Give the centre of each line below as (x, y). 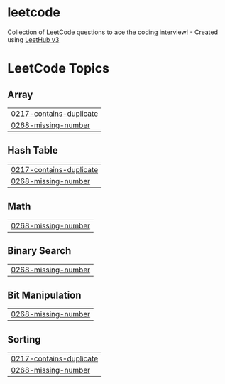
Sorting (24, 340)
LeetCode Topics (59, 69)
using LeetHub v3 (33, 39)
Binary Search (39, 251)
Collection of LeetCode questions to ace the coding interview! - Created (113, 32)
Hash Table (33, 150)
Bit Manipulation (44, 295)
